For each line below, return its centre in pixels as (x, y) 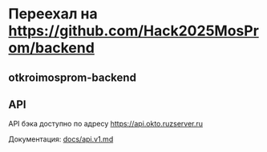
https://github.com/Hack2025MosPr (133, 31)
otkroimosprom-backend (72, 77)
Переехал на (53, 14)
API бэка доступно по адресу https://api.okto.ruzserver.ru (105, 124)
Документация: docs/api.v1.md (61, 139)
